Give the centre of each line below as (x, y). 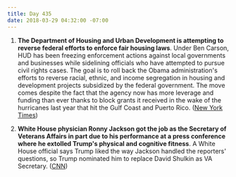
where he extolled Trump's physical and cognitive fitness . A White (117, 143)
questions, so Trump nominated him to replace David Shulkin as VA (115, 158)
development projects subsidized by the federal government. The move (121, 85)
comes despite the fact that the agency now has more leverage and (116, 93)
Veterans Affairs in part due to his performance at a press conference (122, 136)
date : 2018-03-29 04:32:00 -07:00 (58, 20)
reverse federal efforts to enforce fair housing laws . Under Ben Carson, (123, 48)
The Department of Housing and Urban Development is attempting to (120, 40)
